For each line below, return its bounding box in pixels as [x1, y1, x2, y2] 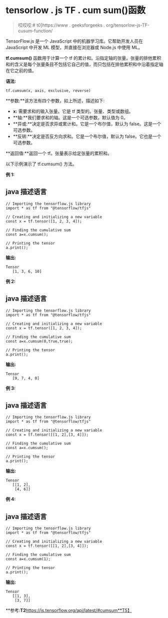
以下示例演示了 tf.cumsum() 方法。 [5, 161, 77, 167]
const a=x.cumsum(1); [5, 557, 51, 562]
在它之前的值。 [5, 67, 36, 73]
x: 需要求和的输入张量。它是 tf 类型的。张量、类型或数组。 [12, 108, 133, 114]
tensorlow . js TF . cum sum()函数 [5, 5, 146, 16]
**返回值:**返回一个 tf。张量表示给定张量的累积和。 [5, 150, 112, 156]
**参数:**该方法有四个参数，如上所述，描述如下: [5, 97, 105, 103]
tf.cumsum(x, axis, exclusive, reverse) [5, 88, 91, 93]
